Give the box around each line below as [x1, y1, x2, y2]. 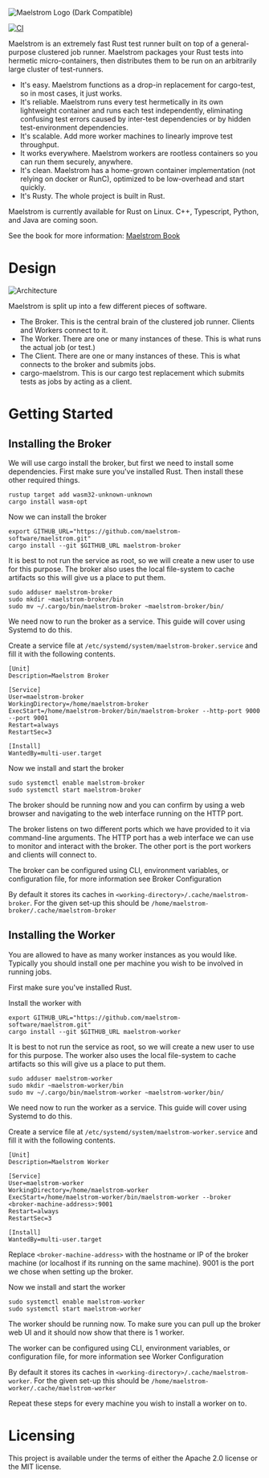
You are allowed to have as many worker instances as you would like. [8, 949, 237, 959]
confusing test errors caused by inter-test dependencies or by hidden [19, 114, 251, 124]
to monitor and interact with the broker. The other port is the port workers [8, 841, 251, 850]
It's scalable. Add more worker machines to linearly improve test [19, 131, 233, 141]
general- [220, 39, 250, 48]
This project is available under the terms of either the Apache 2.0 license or [8, 1453, 259, 1463]
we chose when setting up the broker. [8, 1266, 134, 1276]
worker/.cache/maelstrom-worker [8, 1384, 116, 1392]
